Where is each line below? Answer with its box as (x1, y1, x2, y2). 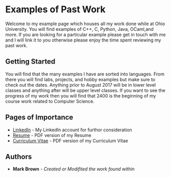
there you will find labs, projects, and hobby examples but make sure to (5, 76, 156, 83)
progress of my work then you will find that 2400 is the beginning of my (5, 92, 156, 99)
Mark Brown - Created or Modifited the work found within (12, 166, 135, 172)
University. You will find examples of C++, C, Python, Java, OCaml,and (5, 26, 154, 32)
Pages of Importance (5, 113, 74, 122)
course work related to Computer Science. (5, 98, 95, 104)
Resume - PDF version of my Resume (12, 132, 92, 138)
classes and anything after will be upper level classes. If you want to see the (5, 87, 166, 93)
